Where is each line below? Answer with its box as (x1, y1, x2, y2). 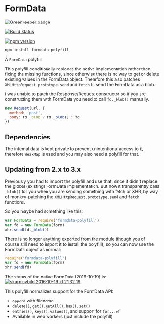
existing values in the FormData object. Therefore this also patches (5, 76, 141, 82)
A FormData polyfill (5, 56, 42, 62)
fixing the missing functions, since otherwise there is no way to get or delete (5, 71, 159, 77)
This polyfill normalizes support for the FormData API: (5, 288, 114, 294)
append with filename (12, 298, 54, 304)
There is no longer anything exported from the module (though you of (5, 236, 146, 242)
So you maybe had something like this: (5, 208, 83, 214)
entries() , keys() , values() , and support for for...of (12, 308, 120, 314)
